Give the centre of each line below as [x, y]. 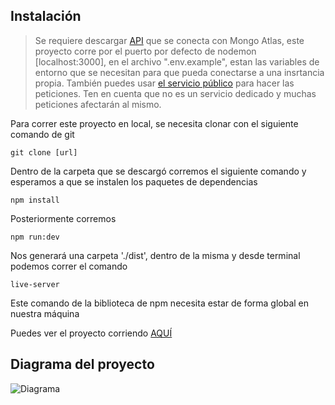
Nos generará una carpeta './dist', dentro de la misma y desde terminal [155, 255]
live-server [35, 284]
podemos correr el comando [69, 266]
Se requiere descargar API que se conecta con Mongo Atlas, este [169, 40]
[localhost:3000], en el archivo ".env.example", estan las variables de [177, 61]
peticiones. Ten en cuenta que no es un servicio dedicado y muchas [175, 93]
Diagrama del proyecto [82, 364]
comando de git [42, 134]
